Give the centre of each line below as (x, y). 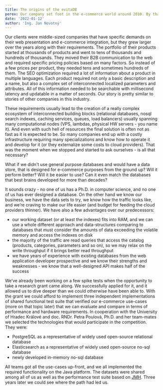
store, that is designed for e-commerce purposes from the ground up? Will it (81, 170)
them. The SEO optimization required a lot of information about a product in (80, 73)
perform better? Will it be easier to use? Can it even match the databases (78, 175)
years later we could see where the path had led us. (57, 382)
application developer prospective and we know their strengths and (79, 261)
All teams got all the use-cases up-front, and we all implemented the (73, 367)
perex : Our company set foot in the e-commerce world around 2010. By (78, 14)
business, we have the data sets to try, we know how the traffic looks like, (79, 200)
